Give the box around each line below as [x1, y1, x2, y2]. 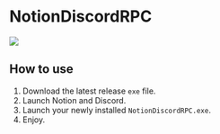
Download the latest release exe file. [22, 85, 156, 96]
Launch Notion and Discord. [22, 94, 127, 105]
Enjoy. [22, 114, 46, 125]
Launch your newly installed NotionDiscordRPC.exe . [22, 104, 211, 115]
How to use [9, 61, 74, 77]
